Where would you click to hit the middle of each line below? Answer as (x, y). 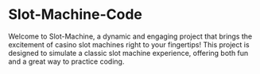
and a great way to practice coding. (66, 61)
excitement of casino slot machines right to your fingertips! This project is (129, 44)
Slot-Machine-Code (76, 15)
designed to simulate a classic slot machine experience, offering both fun (128, 53)
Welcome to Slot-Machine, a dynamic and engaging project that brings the (130, 36)
